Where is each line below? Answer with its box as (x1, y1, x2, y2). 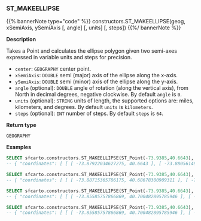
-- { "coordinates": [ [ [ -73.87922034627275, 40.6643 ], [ (6, 161, 162, 167)
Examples (6, 144, 32, 151)
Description (6, 36, 36, 43)
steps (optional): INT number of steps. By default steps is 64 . (14, 110, 163, 117)
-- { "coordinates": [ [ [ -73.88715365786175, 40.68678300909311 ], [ (6, 177, 188, 183)
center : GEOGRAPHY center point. (14, 65, 92, 72)
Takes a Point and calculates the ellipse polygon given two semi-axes (6, 47, 178, 55)
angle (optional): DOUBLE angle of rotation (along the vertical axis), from (14, 84, 188, 92)
